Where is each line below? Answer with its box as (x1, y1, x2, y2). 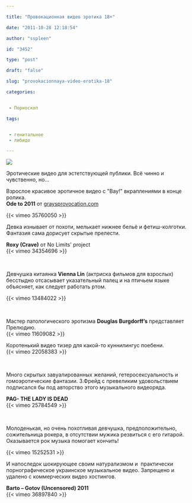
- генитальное (8, 131, 44, 137)
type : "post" (6, 57, 39, 63)
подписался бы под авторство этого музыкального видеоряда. (6, 384, 167, 391)
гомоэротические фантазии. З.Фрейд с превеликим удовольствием (6, 378, 179, 385)
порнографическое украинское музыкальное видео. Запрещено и (6, 467, 175, 474)
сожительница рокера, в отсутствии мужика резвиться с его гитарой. (6, 431, 184, 438)
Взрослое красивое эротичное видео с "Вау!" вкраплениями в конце (6, 188, 182, 195)
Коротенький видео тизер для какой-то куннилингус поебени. (6, 342, 164, 349)
